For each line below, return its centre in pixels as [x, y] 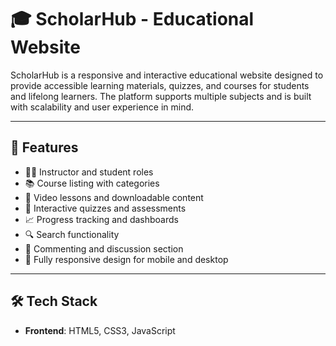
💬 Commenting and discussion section [104, 248]
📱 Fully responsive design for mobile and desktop [126, 259]
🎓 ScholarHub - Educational [132, 19]
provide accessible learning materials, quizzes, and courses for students [160, 85]
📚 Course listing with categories [92, 183]
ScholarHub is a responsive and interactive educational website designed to [167, 75]
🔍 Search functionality [72, 234]
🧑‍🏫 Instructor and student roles [89, 172]
